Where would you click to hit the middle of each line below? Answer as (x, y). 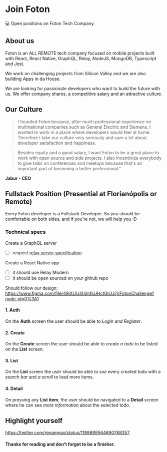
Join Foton (27, 9)
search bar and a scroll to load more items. (49, 377)
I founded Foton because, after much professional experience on (84, 122)
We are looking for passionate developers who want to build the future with (82, 88)
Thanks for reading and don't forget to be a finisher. (60, 444)
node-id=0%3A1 (22, 298)
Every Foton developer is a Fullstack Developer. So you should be (72, 214)
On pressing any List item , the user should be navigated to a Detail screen (82, 399)
